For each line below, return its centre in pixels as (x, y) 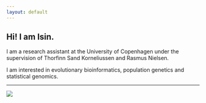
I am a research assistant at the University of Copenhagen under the (93, 51)
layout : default (27, 12)
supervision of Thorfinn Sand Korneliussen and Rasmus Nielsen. (88, 58)
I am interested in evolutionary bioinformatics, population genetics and (95, 70)
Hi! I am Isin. (30, 37)
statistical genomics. (32, 77)
